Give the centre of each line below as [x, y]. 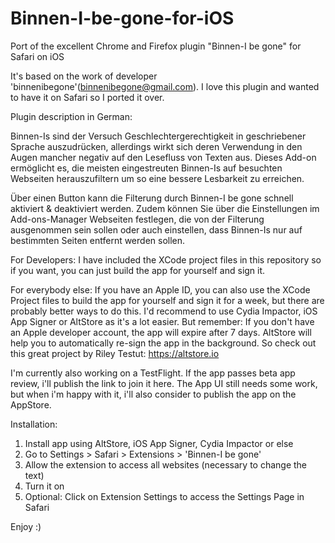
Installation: [34, 424]
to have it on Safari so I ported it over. [87, 97]
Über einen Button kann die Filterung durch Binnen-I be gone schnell [152, 198]
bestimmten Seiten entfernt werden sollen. [98, 240]
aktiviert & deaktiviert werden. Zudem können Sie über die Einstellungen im [165, 208]
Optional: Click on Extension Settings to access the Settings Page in [164, 496]
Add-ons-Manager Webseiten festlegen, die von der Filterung [137, 219]
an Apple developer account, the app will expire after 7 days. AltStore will [161, 332]
